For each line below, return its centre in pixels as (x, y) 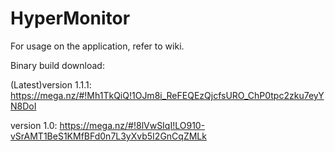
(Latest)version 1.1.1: (51, 84)
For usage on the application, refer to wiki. (97, 46)
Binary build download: (57, 65)
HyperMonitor (70, 18)
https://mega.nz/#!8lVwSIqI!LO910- (132, 125)
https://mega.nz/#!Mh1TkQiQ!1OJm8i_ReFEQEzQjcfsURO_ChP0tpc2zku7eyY (167, 95)
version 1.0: (34, 125)
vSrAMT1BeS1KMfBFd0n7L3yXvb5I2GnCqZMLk (108, 136)
